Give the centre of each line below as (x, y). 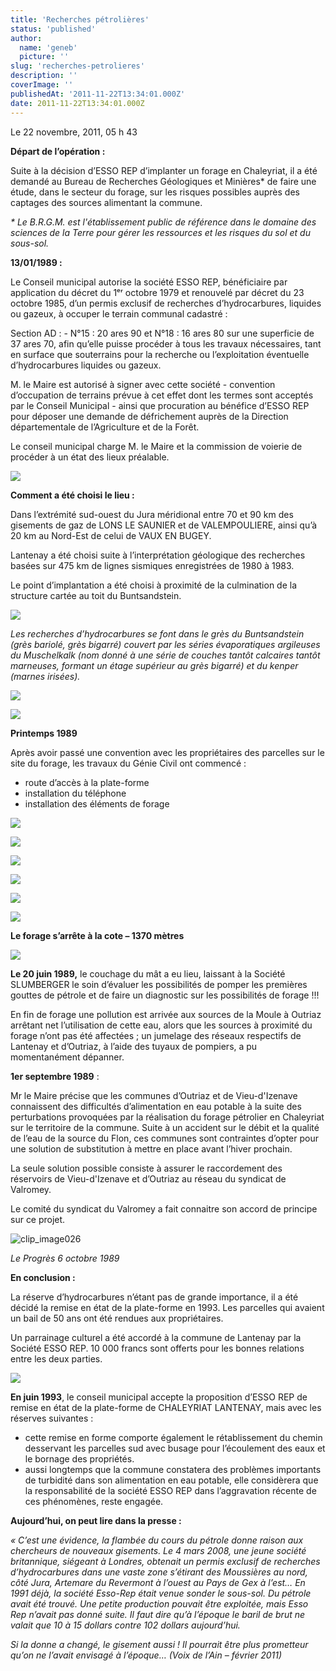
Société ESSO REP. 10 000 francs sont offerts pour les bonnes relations (157, 1348)
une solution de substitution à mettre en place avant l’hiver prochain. (151, 1148)
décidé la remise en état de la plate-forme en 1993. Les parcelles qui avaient (167, 1307)
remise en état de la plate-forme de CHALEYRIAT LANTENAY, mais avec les (166, 1407)
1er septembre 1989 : (55, 1076)
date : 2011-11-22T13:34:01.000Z (77, 103)
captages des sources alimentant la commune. (106, 202)
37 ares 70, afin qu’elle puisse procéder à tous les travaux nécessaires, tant (166, 343)
